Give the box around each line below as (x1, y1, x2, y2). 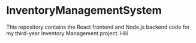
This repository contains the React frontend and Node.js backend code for (6, 23, 190, 30)
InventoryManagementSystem (6, 4, 162, 17)
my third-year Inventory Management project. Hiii (6, 29, 128, 36)
